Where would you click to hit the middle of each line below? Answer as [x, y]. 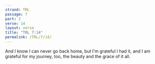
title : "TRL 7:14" [24, 32]
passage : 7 [16, 14]
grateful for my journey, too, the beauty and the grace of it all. [68, 56]
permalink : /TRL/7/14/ [28, 37]
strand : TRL [17, 10]
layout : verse [20, 28]
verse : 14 [15, 23]
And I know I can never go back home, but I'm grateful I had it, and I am [78, 51]
